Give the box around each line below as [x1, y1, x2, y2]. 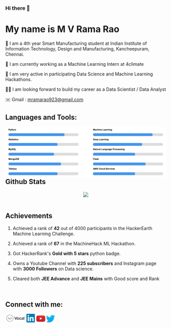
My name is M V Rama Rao [5, 23, 120, 35]
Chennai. [5, 51, 25, 57]
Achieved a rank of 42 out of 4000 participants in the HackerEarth [12, 225, 153, 231]
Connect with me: [5, 300, 63, 309]
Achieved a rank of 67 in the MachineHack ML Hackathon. [12, 240, 136, 246]
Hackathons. [5, 76, 32, 82]
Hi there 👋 [5, 5, 31, 12]
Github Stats [5, 178, 46, 186]
